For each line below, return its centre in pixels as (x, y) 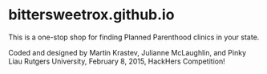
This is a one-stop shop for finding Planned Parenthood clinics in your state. (134, 37)
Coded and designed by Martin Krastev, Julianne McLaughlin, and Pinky (127, 52)
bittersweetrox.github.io (91, 15)
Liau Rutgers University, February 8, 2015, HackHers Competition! (117, 61)
